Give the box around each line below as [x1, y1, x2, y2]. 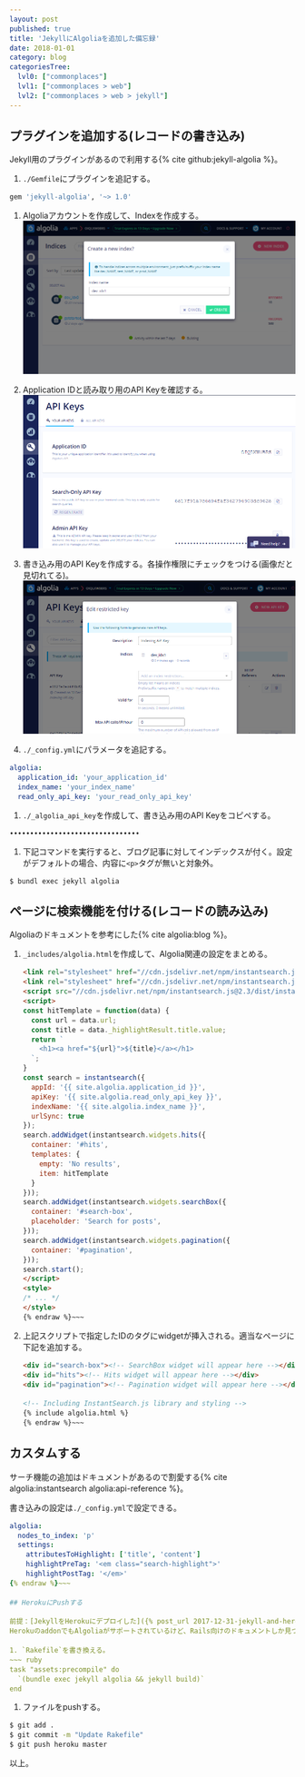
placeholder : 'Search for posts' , [31, 1217, 162, 1226]
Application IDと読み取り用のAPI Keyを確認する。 [22, 384, 208, 395]
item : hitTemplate [39, 1169, 109, 1178]
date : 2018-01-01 [9, 44, 75, 53]
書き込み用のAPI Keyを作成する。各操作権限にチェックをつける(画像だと [22, 558, 293, 569]
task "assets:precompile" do [9, 1664, 120, 1674]
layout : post [9, 15, 59, 24]
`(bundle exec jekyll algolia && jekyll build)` [17, 1674, 205, 1683]
